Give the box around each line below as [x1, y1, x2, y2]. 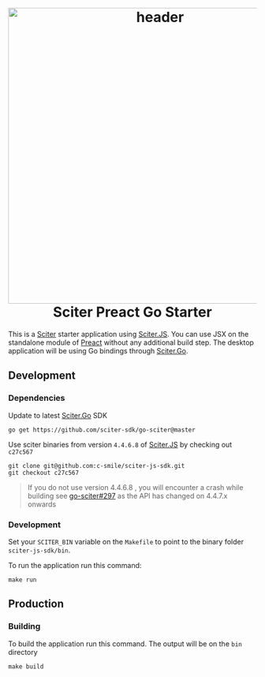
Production [8, 597, 65, 611]
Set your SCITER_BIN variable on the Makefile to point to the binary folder [8, 537, 244, 546]
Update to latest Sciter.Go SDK [8, 410, 108, 420]
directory [8, 647, 38, 656]
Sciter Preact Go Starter [52, 303, 213, 321]
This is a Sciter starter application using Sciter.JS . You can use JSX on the [8, 329, 249, 338]
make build [8, 662, 44, 671]
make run [8, 575, 37, 584]
